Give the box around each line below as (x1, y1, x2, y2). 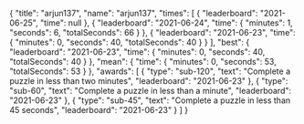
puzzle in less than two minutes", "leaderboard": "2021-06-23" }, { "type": (9, 76, 288, 86)
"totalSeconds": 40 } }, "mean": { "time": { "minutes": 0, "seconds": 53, (9, 57, 277, 67)
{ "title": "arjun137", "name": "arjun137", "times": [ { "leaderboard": (9, 8, 258, 18)
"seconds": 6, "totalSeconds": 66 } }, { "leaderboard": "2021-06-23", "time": (9, 27, 297, 37)
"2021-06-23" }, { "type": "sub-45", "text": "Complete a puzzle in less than (9, 95, 291, 106)
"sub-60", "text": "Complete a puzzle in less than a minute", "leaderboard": (9, 86, 292, 96)
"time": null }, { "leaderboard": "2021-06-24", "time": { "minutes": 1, (39, 17, 294, 28)
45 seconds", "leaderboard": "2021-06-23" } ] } (9, 105, 189, 115)
